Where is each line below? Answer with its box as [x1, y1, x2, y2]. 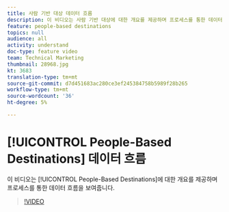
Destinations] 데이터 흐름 [7, 151, 146, 167]
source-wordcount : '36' [7, 93, 75, 100]
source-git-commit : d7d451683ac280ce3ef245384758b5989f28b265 [7, 80, 188, 87]
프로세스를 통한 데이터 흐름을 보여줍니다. [7, 183, 115, 191]
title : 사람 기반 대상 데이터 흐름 [7, 10, 93, 17]
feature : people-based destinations [7, 23, 111, 29]
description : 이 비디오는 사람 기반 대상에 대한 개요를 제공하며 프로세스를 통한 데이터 [7, 16, 223, 23]
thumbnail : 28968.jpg [7, 61, 69, 68]
